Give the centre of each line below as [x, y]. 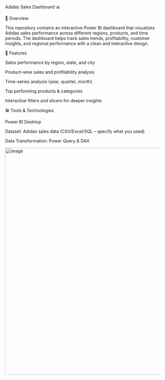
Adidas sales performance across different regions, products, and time [77, 33]
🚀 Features [16, 53]
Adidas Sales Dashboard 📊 [33, 7]
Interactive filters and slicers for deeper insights [54, 101]
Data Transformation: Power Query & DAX [47, 141]
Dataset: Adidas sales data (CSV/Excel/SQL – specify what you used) [75, 131]
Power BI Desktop [23, 122]
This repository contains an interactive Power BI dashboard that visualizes [80, 28]
